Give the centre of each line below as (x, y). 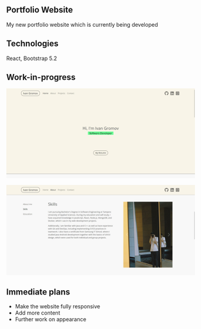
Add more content (37, 313)
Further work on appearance (50, 319)
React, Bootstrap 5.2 (32, 58)
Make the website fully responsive (58, 307)
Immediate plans (38, 292)
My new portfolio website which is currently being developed (82, 24)
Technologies (33, 44)
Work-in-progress (41, 77)
